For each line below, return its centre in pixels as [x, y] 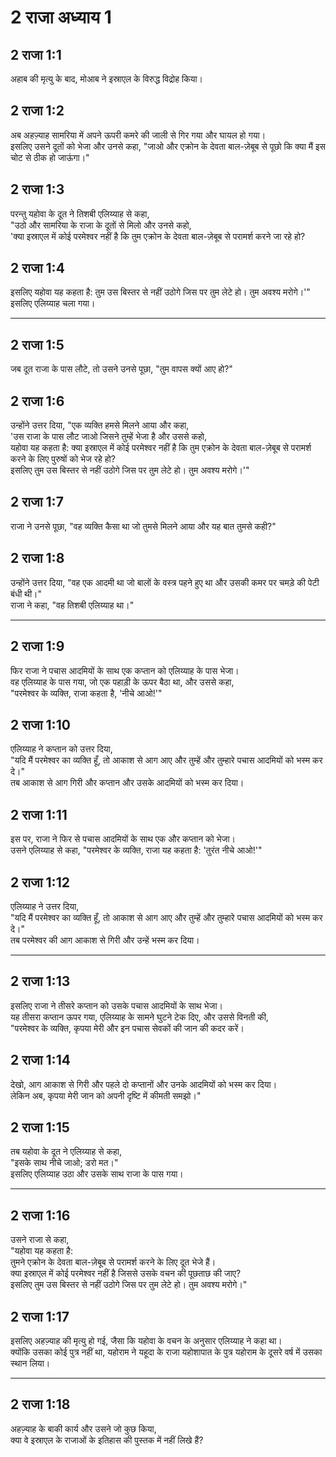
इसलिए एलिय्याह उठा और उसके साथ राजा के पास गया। [97, 1174]
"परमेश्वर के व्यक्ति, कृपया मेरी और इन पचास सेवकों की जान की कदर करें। [127, 1028]
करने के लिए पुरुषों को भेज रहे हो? [63, 459]
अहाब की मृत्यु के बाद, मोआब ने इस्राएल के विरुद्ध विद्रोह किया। [107, 79]
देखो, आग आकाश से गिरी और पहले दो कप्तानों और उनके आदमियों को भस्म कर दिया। [144, 1084]
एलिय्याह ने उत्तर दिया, [45, 906]
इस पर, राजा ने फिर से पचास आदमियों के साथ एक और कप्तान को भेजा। [123, 839]
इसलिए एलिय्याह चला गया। [53, 303]
